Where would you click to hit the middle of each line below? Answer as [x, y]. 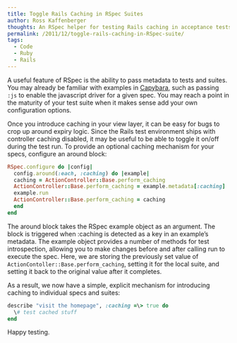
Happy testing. [29, 332]
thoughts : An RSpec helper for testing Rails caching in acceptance [110, 27]
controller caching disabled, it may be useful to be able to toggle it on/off [113, 139]
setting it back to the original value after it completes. [85, 271]
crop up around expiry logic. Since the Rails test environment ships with [111, 131]
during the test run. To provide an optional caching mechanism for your [111, 146]
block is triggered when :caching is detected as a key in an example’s [108, 233]
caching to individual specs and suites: [64, 292]
